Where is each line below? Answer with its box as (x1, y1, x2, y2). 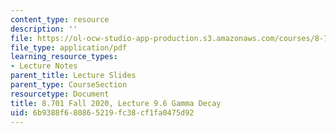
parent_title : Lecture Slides (10, 71, 137, 81)
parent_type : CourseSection (10, 80, 128, 90)
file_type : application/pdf (10, 42, 128, 53)
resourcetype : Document (10, 89, 110, 99)
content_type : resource (10, 14, 110, 25)
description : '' (10, 24, 78, 34)
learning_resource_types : (10, 52, 118, 62)
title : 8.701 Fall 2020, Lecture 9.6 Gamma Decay (10, 98, 222, 108)
